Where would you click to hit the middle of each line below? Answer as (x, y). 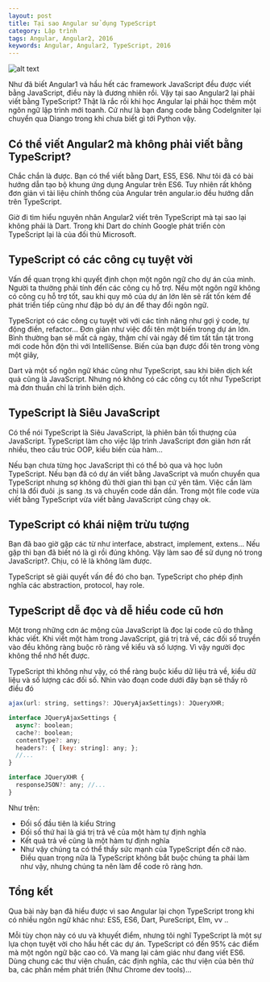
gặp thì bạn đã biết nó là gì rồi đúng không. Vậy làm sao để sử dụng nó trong (135, 552)
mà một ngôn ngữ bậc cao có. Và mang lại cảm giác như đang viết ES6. (127, 952)
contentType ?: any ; (48, 740)
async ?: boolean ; (45, 725)
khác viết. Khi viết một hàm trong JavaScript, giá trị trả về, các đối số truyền (134, 639)
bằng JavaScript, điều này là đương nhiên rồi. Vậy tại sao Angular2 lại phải (132, 93)
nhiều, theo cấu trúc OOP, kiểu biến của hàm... (86, 449)
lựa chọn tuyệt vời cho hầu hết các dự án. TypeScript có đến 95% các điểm (134, 943)
